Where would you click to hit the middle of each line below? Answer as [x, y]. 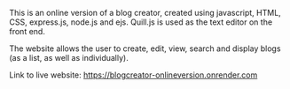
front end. [27, 31]
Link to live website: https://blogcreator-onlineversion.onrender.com [133, 75]
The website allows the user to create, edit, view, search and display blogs [145, 48]
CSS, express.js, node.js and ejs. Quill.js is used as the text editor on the [141, 22]
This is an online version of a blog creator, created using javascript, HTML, [145, 13]
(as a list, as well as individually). [69, 58]
